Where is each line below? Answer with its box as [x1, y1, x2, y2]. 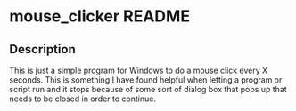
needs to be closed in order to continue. [9, 93, 156, 104]
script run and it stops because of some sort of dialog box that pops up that [9, 84, 287, 94]
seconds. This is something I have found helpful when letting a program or [9, 75, 283, 85]
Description [9, 42, 76, 57]
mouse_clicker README [9, 6, 190, 27]
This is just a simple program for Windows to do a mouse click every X [9, 65, 268, 75]
